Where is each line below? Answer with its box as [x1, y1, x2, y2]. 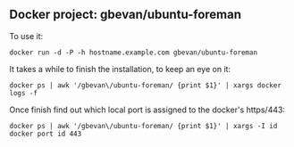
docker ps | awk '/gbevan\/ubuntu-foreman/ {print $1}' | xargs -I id [9, 121, 278, 130]
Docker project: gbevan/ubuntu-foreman [9, 7, 242, 22]
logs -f [9, 88, 38, 97]
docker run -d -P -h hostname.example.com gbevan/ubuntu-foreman [9, 48, 257, 57]
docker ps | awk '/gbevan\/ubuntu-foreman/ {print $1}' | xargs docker [9, 80, 281, 90]
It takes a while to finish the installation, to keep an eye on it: [9, 63, 231, 74]
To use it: [9, 30, 44, 41]
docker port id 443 [9, 129, 82, 138]
